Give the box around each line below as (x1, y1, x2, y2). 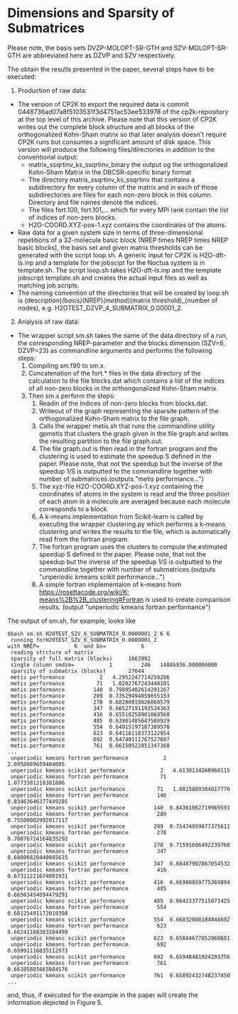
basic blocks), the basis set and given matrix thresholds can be (17, 243, 203, 251)
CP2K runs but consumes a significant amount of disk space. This (17, 137, 211, 146)
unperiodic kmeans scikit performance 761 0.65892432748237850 (10, 971, 231, 979)
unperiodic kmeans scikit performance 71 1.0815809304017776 (10, 785, 231, 792)
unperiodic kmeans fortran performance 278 (10, 829, 167, 836)
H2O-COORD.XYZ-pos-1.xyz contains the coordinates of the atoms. (28, 220, 227, 229)
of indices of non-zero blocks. (28, 213, 117, 222)
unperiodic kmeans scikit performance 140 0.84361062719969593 (10, 804, 231, 811)
